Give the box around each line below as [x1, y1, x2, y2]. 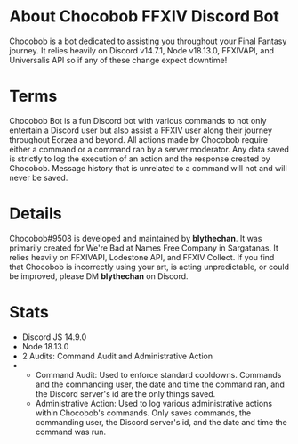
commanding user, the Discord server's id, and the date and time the [35, 416, 287, 427]
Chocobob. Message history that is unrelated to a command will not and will [9, 162, 287, 173]
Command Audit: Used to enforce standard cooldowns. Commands [35, 369, 282, 380]
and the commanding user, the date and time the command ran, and [35, 379, 285, 390]
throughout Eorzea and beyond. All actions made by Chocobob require [9, 134, 269, 144]
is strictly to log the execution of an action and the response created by [9, 153, 270, 164]
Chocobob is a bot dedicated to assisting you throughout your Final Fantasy [9, 36, 287, 46]
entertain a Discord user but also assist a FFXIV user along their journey [9, 125, 273, 136]
